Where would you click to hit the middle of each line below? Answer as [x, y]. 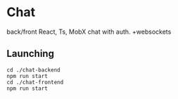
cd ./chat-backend [33, 70]
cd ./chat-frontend [35, 82]
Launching [30, 54]
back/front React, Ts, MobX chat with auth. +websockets [89, 32]
